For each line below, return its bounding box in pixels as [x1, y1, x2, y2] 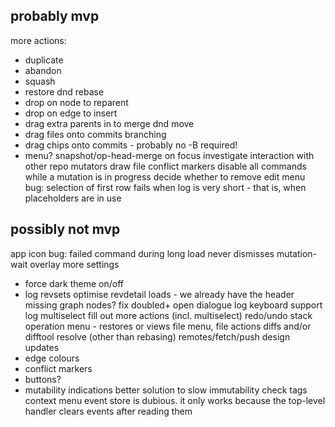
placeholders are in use [24, 192, 122, 204]
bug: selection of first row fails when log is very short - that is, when [24, 181, 307, 193]
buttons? [24, 373, 62, 385]
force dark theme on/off [24, 277, 124, 289]
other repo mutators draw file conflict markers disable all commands [24, 160, 307, 172]
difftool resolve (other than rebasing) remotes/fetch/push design [24, 330, 291, 343]
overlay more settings [29, 258, 120, 270]
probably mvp [10, 8, 100, 25]
